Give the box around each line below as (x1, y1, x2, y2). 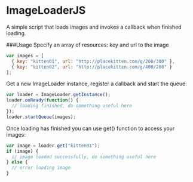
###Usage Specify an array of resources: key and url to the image (6, 41, 169, 48)
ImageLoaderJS (6, 4, 86, 17)
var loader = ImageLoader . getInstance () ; (6, 92, 111, 98)
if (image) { (6, 148, 39, 154)
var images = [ (6, 53, 44, 58)
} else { (6, 159, 28, 165)
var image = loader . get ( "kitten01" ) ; (6, 143, 100, 149)
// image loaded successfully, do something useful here (11, 153, 157, 160)
